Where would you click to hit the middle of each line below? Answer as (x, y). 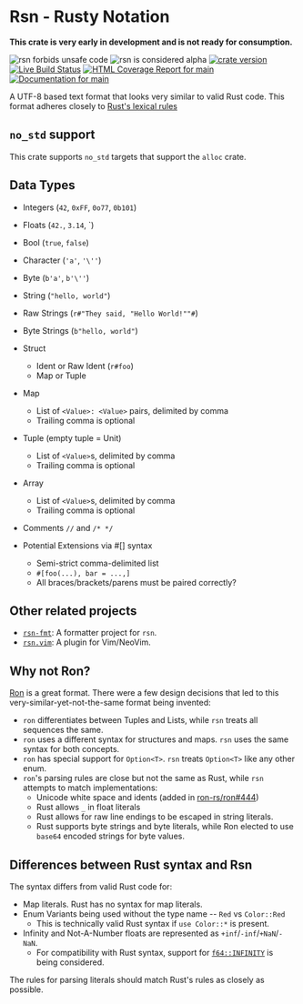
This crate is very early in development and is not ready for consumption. (151, 42)
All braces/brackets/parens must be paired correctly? (136, 582)
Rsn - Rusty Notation (90, 17)
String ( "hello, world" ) (66, 295)
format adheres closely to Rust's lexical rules (93, 105)
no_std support (52, 135)
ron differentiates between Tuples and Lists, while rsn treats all (140, 720)
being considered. (70, 962)
